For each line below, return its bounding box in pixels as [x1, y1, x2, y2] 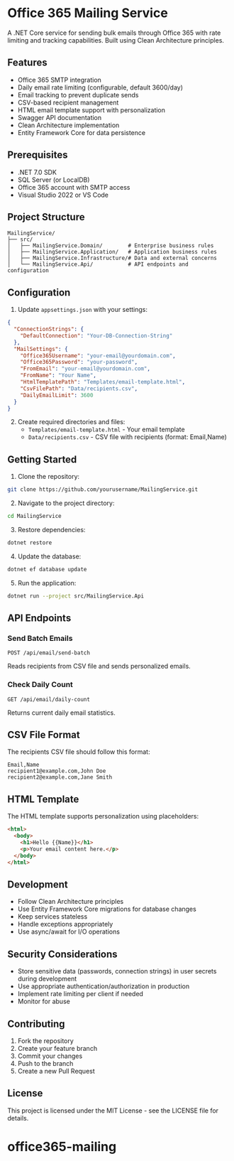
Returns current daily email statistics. [7, 708, 116, 717]
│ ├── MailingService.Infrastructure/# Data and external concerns [7, 254, 218, 262]
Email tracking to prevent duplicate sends [17, 90, 139, 99]
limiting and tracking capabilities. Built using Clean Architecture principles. [7, 36, 225, 44]
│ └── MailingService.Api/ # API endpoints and [7, 261, 189, 268]
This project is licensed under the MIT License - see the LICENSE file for [7, 1106, 218, 1115]
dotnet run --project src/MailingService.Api [7, 592, 144, 600]
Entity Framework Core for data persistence [17, 128, 146, 136]
